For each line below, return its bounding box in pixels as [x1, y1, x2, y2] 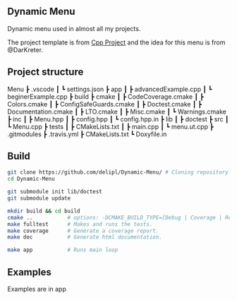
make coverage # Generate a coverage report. [7, 227, 159, 234]
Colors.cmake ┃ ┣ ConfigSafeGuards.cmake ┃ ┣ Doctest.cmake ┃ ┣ [7, 100, 202, 108]
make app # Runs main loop [7, 246, 119, 253]
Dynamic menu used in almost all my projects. [7, 24, 141, 32]
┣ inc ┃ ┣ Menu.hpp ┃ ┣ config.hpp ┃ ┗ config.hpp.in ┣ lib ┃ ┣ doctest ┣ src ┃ [7, 114, 229, 123]
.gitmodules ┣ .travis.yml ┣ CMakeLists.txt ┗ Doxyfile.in [7, 130, 167, 138]
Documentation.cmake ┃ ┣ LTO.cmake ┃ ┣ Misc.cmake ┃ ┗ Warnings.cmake [7, 107, 227, 116]
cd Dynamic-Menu [7, 176, 55, 183]
